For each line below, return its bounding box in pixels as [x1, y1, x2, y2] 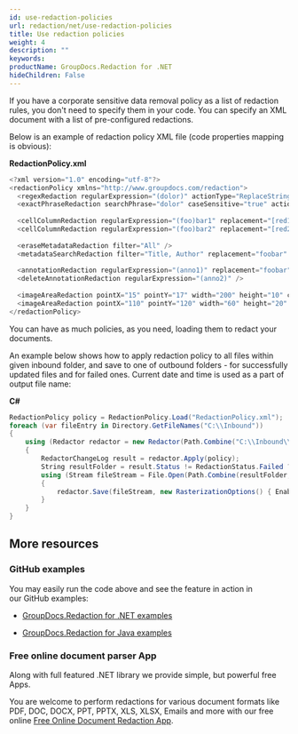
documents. [9, 332, 53, 343]
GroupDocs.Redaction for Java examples [21, 627, 173, 638]
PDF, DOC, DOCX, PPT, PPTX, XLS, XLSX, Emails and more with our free [9, 706, 274, 716]
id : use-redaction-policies [9, 12, 114, 22]
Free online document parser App [9, 650, 157, 662]
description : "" [9, 46, 69, 55]
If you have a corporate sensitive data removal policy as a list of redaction [9, 95, 279, 106]
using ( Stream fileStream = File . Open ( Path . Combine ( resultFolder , [41, 470, 292, 480]
